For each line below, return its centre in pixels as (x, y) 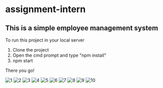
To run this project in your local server (45, 40)
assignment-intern (46, 9)
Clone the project (31, 50)
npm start (23, 61)
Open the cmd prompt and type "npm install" (59, 55)
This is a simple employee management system (82, 28)
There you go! (20, 70)
